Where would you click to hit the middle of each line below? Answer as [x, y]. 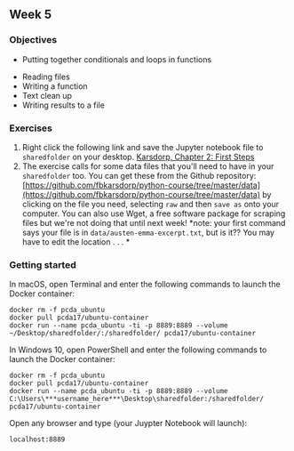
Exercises [31, 128]
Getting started [43, 264]
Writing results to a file [63, 105]
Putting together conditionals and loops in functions [117, 59]
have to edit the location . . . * [76, 242]
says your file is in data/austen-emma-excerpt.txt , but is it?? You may [148, 232]
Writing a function [55, 86]
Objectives [33, 40]
